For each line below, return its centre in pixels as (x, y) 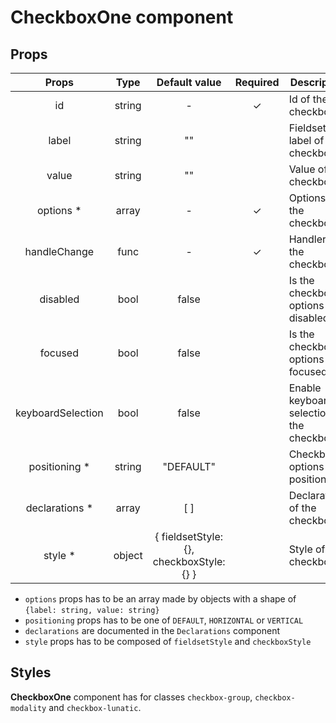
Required (257, 82)
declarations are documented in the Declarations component (152, 630)
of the (302, 508)
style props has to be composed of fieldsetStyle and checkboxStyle (168, 641)
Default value (189, 82)
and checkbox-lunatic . (95, 707)
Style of (307, 549)
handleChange (59, 251)
